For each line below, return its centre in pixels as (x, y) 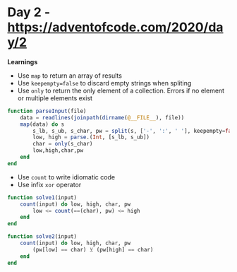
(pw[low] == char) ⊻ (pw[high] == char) (93, 249)
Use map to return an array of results (69, 76)
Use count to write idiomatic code (66, 177)
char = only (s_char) (63, 144)
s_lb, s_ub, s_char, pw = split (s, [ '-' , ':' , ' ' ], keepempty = (129, 131)
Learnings (23, 61)
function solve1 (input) (42, 197)
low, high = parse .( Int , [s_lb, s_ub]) (91, 137)
